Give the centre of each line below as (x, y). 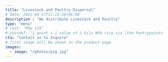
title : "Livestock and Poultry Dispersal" (50, 10)
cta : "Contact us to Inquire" (37, 38)
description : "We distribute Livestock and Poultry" (63, 19)
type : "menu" (19, 24)
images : (13, 47)
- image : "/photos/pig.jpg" (39, 51)
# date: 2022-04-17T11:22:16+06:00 (43, 14)
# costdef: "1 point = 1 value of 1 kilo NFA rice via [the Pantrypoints (84, 33)
